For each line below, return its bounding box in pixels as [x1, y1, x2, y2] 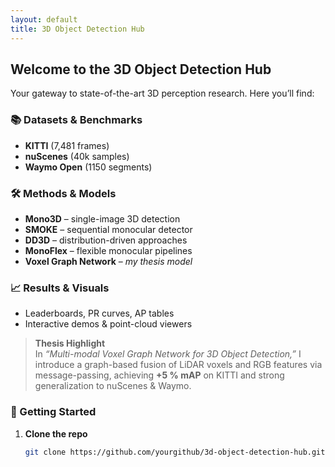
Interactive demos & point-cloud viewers [24, 318, 193, 330]
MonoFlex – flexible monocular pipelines [24, 244, 193, 256]
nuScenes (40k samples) [24, 150, 130, 162]
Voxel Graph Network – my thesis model [24, 255, 193, 267]
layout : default [10, 14, 78, 25]
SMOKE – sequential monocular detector [24, 223, 193, 235]
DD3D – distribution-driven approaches [24, 234, 188, 246]
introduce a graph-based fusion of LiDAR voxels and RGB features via [34, 359, 323, 371]
